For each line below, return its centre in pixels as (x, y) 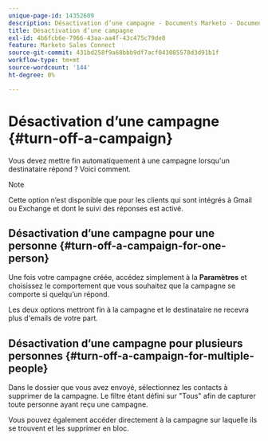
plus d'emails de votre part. (53, 318)
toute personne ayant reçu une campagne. (79, 404)
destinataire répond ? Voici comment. (70, 169)
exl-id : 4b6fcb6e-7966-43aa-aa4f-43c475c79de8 (87, 38)
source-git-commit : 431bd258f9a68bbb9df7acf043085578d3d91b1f (114, 53)
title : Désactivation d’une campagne (71, 30)
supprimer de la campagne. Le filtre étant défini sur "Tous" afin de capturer (132, 396)
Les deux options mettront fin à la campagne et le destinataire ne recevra (129, 310)
